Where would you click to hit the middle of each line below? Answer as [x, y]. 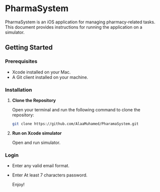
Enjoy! [18, 185]
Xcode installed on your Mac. [41, 72]
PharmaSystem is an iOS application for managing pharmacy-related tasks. [80, 22]
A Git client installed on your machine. [50, 77]
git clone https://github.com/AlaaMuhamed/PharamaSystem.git [75, 124]
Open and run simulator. [36, 142]
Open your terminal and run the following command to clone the [76, 109]
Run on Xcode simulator [37, 133]
